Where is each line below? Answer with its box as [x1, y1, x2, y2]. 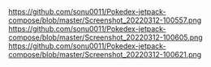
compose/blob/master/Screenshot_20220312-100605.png [8, 32, 203, 42]
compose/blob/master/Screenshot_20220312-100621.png [8, 50, 202, 59]
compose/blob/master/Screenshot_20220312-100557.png [8, 15, 202, 25]
